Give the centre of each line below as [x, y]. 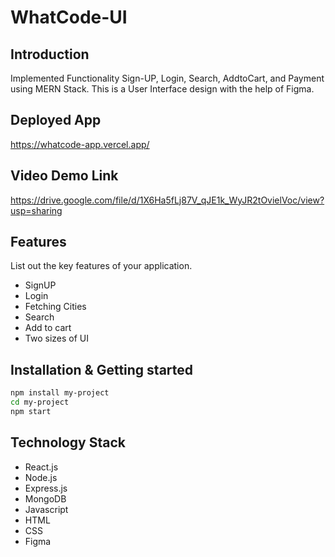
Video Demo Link [64, 176]
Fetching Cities [55, 307]
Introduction [50, 54]
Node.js [41, 477]
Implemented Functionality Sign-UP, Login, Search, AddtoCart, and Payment [167, 78]
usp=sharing [36, 210]
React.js [41, 467]
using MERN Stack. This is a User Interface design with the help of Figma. [162, 89]
